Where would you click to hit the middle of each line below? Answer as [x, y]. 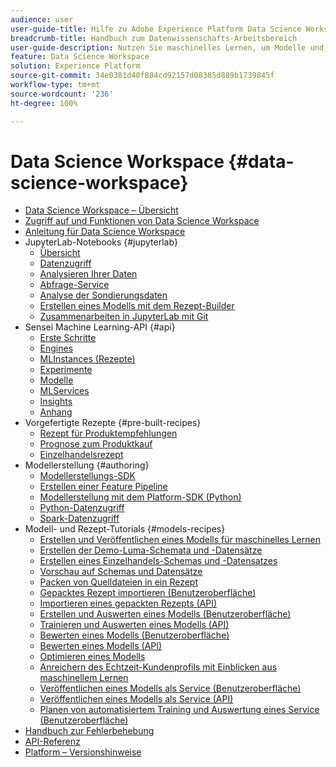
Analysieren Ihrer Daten [88, 274]
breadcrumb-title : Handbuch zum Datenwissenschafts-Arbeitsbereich [154, 38]
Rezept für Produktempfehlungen [108, 433]
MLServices [64, 391]
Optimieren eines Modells [92, 657]
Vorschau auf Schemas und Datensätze [121, 572]
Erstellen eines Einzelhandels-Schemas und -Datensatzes [158, 561]
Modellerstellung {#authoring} [87, 465]
